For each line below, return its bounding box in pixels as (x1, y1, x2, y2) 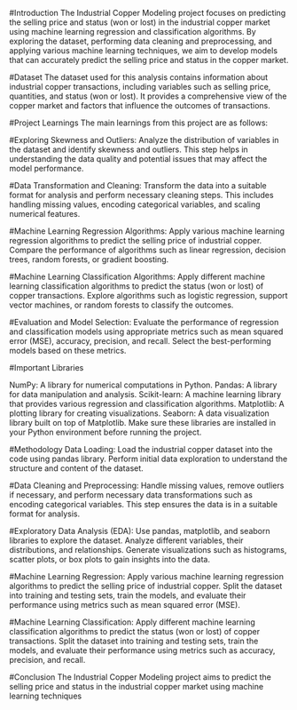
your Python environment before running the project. (9, 427, 202, 437)
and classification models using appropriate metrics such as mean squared (9, 326, 284, 337)
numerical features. (9, 209, 81, 219)
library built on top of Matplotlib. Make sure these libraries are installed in (9, 418, 277, 427)
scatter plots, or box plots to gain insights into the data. (9, 554, 211, 564)
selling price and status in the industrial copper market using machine (9, 682, 264, 691)
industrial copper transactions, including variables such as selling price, (9, 82, 271, 92)
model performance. (9, 164, 84, 173)
